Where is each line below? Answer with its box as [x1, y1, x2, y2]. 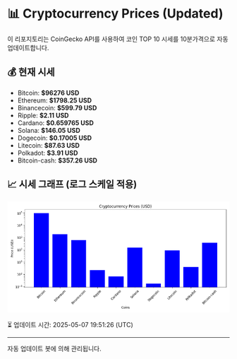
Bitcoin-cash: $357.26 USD [17, 156, 97, 165]
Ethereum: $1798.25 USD [17, 96, 92, 105]
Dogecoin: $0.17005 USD [17, 134, 92, 142]
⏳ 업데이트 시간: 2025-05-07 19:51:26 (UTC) [7, 320, 134, 329]
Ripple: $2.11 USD [17, 111, 69, 119]
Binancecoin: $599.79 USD [17, 103, 97, 112]
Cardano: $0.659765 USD [17, 118, 94, 127]
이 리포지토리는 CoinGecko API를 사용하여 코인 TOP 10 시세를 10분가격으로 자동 [7, 35, 229, 43]
